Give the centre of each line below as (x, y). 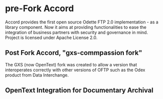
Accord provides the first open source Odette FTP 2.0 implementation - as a (82, 22)
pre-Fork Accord (40, 9)
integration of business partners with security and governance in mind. (77, 32)
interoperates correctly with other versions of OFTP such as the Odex (75, 70)
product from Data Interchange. (37, 75)
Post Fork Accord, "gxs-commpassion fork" (74, 53)
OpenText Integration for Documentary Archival (79, 90)
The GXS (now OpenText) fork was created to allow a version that (71, 64)
